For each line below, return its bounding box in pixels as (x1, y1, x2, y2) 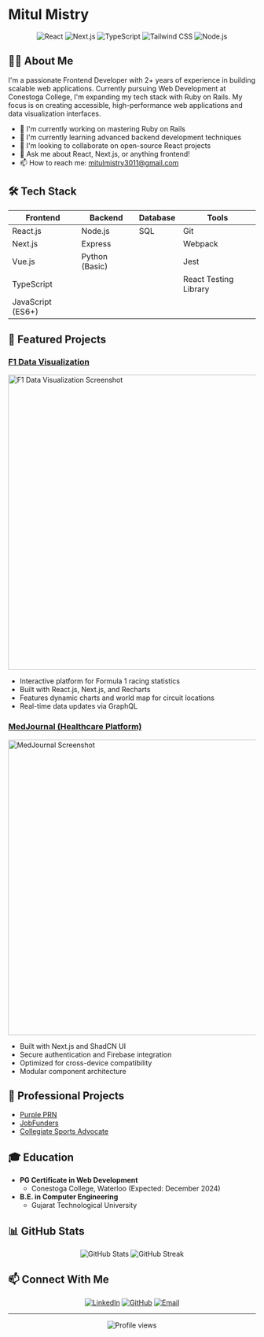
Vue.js (12, 256, 35, 267)
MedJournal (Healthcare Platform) (8, 721, 142, 732)
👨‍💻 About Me (8, 54, 74, 68)
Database (138, 212, 176, 223)
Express (81, 238, 112, 249)
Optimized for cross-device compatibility (19, 1057, 152, 1068)
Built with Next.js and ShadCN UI (19, 1041, 126, 1050)
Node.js (81, 225, 110, 236)
